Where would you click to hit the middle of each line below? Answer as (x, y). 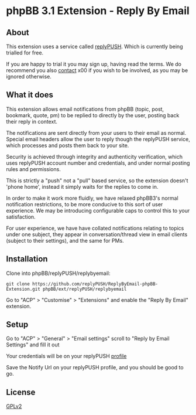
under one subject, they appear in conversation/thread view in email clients (97, 234)
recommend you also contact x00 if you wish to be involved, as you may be (97, 70)
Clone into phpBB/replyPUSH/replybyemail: (58, 273)
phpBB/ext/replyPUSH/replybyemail (85, 289)
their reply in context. (32, 121)
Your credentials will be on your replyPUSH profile (66, 356)
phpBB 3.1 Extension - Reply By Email (98, 11)
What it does (30, 95)
